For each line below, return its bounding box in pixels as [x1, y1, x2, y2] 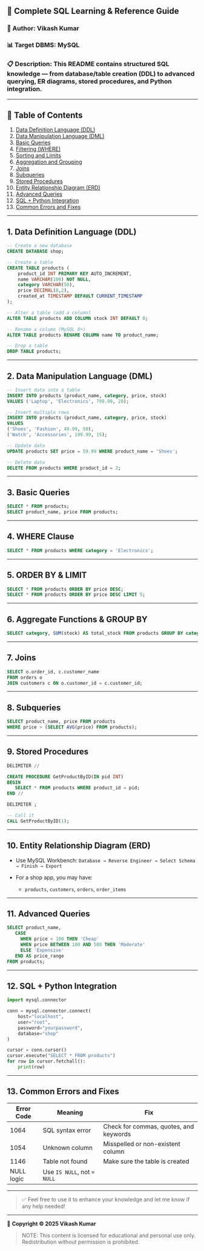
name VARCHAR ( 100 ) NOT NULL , [18, 276, 91, 282]
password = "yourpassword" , [18, 1025, 84, 1031]
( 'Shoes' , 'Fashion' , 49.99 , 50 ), [7, 426, 94, 432]
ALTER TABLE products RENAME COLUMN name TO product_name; [7, 332, 159, 338]
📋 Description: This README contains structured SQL [7, 60, 169, 68]
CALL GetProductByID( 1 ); [7, 818, 70, 824]
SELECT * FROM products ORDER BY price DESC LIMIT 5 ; [7, 592, 146, 598]
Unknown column [42, 1143, 93, 1152]
